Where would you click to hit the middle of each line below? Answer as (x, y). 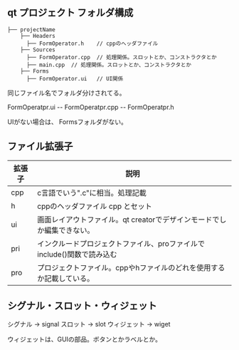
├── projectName (31, 30)
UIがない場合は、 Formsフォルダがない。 (68, 122)
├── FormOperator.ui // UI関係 (75, 78)
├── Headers (38, 36)
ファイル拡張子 (40, 146)
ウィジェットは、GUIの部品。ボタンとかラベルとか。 (85, 339)
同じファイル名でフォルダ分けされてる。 (67, 93)
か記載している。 (66, 278)
